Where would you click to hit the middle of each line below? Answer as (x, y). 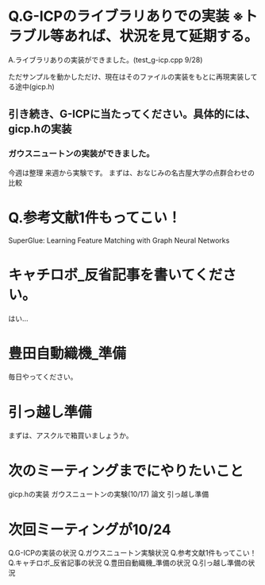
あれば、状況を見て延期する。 (161, 36)
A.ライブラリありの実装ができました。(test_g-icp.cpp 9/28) (106, 60)
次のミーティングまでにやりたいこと (126, 471)
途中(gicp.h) (35, 86)
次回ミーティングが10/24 (90, 529)
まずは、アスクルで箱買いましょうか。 (71, 435)
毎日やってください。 (43, 377)
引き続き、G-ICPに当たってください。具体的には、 (132, 114)
